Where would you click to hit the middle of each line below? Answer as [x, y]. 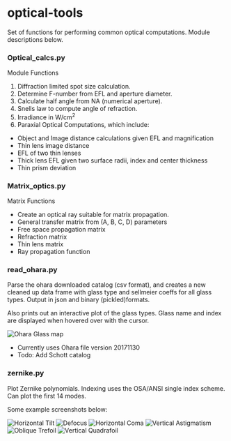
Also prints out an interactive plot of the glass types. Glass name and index [114, 313]
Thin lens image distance [53, 145]
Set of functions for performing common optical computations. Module [109, 32]
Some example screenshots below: [57, 409]
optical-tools [45, 13]
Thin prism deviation [47, 167]
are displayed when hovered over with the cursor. [78, 321]
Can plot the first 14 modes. [47, 396]
